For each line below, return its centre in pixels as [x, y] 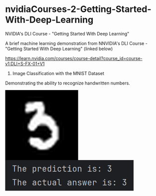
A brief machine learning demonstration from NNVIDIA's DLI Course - [77, 43]
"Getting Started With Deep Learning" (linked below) [59, 48]
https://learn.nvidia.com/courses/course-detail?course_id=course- [74, 58]
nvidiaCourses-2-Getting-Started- [78, 9]
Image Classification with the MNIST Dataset [58, 73]
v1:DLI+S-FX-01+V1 [25, 63]
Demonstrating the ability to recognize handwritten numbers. [68, 83]
